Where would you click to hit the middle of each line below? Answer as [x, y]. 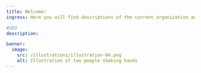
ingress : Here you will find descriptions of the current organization [97, 17]
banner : [16, 44]
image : [20, 50]
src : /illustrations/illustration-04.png [69, 55]
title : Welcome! [26, 12]
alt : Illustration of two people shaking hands [77, 61]
